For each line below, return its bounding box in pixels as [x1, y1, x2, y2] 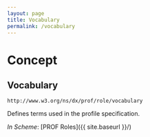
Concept [7, 52, 58, 68]
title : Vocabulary [7, 16, 60, 23]
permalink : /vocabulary [7, 23, 76, 29]
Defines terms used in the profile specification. [7, 110, 140, 118]
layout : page [7, 10, 45, 17]
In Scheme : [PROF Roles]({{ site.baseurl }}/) [7, 123, 132, 131]
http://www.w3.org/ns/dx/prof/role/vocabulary [7, 97, 143, 105]
